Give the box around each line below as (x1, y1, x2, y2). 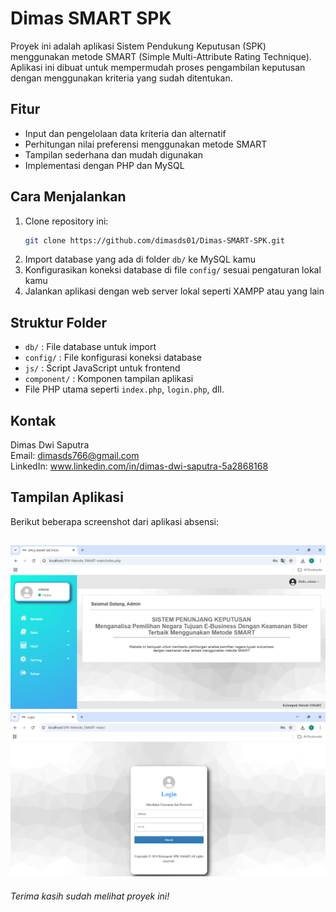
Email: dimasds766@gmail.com (10, 450, 140, 462)
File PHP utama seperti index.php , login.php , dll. (24, 383, 225, 396)
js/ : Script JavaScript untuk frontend (24, 362, 181, 374)
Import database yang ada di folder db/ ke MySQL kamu (24, 253, 256, 266)
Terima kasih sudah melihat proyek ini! (10, 890, 170, 902)
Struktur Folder (10, 314, 108, 331)
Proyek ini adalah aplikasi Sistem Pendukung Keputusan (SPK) (10, 40, 267, 52)
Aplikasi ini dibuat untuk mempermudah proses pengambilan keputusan (10, 61, 306, 73)
